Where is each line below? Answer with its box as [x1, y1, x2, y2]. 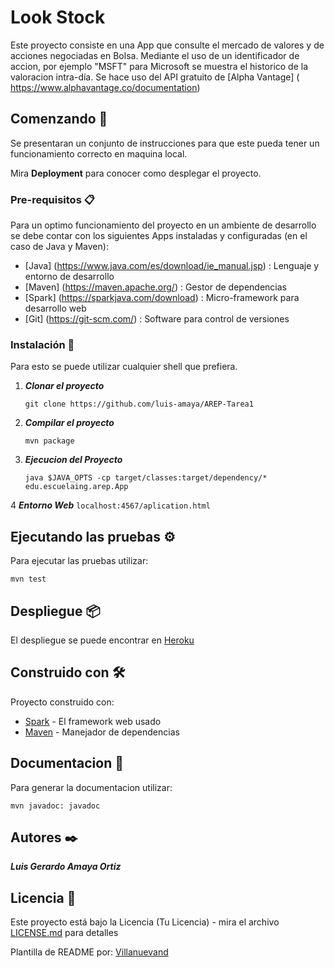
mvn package [24, 436, 75, 446]
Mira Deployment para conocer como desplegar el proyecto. [10, 167, 262, 179]
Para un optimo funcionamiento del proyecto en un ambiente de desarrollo [10, 219, 317, 231]
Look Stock [10, 6, 106, 29]
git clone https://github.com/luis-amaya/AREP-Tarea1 [24, 399, 254, 410]
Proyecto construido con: [10, 696, 115, 708]
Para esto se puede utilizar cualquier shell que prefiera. [10, 361, 238, 373]
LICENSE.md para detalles [10, 927, 119, 939]
